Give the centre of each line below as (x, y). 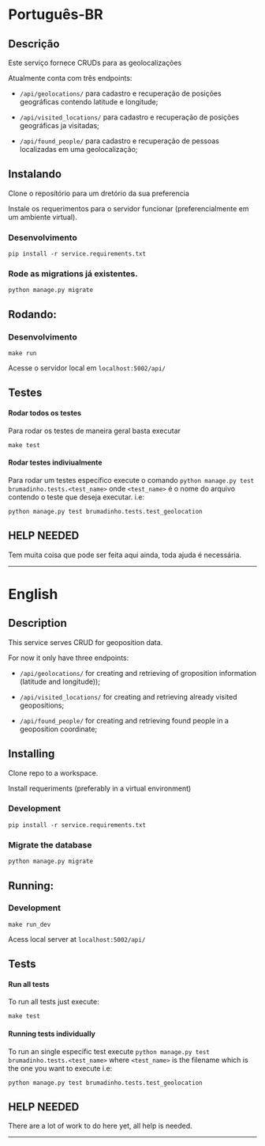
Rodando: (33, 314)
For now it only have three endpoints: (69, 658)
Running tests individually (52, 1034)
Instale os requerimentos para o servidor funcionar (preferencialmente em (129, 208)
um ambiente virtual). (43, 217)
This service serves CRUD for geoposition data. (86, 642)
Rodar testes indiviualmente (55, 463)
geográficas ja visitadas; (60, 125)
